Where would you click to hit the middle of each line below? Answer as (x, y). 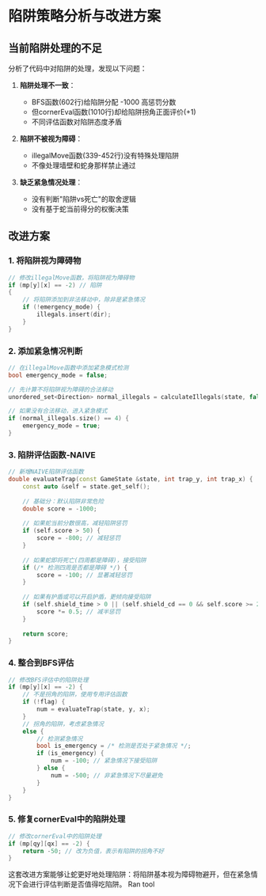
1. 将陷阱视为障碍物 (45, 260)
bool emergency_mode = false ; (58, 375)
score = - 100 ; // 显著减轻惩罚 (85, 575)
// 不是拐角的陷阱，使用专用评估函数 (75, 695)
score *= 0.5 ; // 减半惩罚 (79, 611)
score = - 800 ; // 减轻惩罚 (79, 538)
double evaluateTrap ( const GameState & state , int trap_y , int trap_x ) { (131, 480)
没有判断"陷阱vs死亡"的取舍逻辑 (84, 199)
